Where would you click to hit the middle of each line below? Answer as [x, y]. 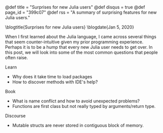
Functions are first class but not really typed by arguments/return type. [84, 106]
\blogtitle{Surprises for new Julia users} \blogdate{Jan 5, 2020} [69, 27]
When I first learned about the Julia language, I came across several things [81, 37]
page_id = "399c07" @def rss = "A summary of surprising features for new [81, 12]
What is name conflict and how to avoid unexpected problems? [76, 101]
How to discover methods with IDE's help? [55, 82]
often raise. [17, 58]
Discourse [15, 116]
